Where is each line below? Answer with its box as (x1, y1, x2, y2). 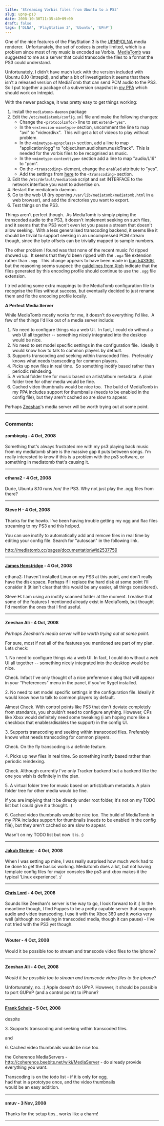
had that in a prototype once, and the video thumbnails (5, 1079, 116, 1085)
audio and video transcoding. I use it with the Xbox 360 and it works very (5, 911, 152, 917)
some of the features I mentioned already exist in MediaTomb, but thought (5, 599, 154, 605)
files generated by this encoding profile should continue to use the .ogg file (5, 268, 156, 274)
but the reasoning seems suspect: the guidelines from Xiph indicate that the (5, 263, 158, 269)
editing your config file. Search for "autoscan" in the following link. (5, 538, 139, 543)
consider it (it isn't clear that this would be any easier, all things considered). (5, 584, 159, 590)
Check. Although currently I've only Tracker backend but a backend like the (5, 768, 157, 774)
